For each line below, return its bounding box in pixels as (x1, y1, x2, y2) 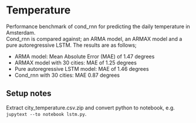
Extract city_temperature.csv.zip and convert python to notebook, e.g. (6, 104, 175, 111)
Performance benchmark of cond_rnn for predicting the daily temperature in (6, 23, 191, 30)
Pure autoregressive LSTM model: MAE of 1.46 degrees (14, 65, 149, 72)
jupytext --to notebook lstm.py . (6, 110, 87, 117)
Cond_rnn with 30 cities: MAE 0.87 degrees (14, 71, 120, 78)
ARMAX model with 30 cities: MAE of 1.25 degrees (14, 59, 137, 66)
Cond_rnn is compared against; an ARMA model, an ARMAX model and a (6, 35, 183, 42)
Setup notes (6, 88, 52, 98)
